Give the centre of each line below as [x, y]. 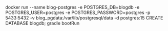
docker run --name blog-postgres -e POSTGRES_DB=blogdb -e [72, 7]
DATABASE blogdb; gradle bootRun [43, 23]
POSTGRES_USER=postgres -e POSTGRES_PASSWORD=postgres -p [78, 12]
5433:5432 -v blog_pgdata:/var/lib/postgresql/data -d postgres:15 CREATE [84, 18]
